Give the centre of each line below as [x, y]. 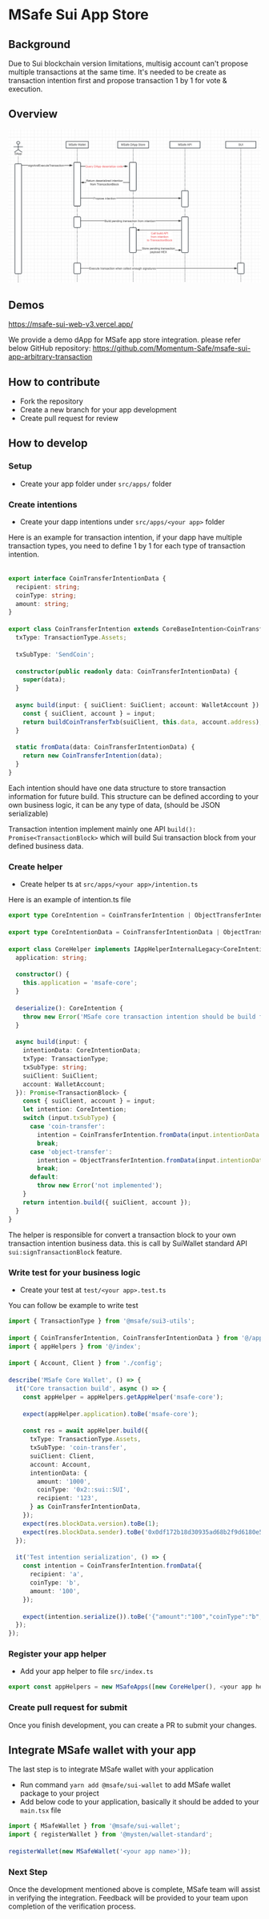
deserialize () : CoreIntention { [70, 1008]
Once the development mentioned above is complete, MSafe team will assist [134, 1889]
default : [44, 1177]
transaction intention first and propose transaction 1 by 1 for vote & [118, 80]
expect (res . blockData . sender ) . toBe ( [84, 1532]
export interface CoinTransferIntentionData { [87, 578]
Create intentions [43, 504]
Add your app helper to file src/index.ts [86, 1672]
